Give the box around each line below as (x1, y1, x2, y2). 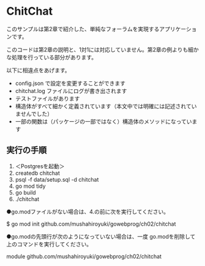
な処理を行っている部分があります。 (6, 53, 97, 61)
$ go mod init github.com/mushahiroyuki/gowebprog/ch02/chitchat (6, 220, 176, 227)
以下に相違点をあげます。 (6, 66, 70, 74)
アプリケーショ (158, 25, 197, 32)
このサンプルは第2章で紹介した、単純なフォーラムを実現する (6, 25, 160, 32)
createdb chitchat (15, 169, 60, 177)
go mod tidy (15, 182, 46, 190)
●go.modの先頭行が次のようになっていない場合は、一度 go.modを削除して (6, 232, 196, 240)
